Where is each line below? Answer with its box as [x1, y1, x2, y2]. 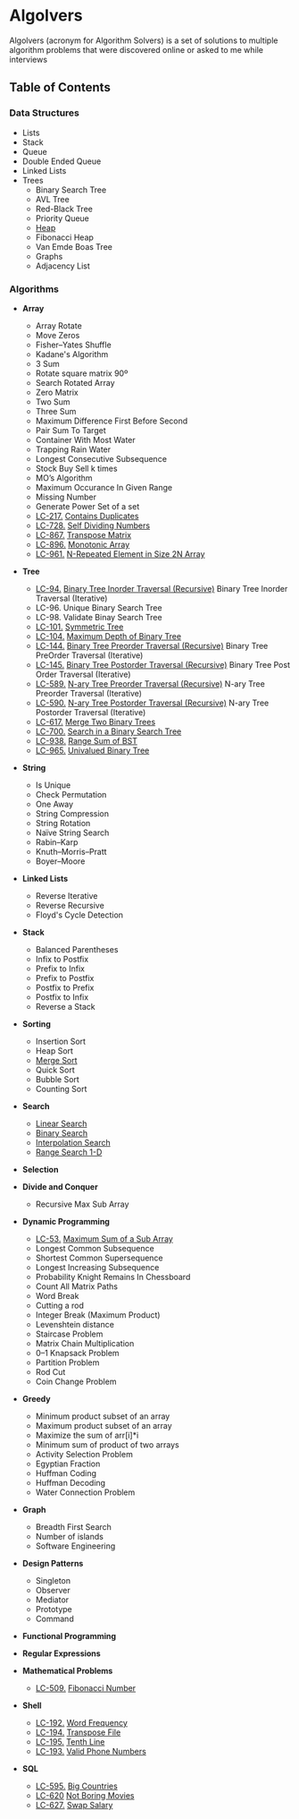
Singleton [35, 1575, 71, 1585]
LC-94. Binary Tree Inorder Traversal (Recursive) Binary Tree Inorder [35, 583, 288, 594]
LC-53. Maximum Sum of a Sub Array [35, 1233, 174, 1244]
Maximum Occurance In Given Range [35, 482, 172, 492]
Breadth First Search [35, 1521, 112, 1532]
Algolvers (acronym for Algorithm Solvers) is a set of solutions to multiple [9, 35, 278, 46]
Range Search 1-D [35, 1147, 103, 1157]
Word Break [35, 1290, 79, 1301]
